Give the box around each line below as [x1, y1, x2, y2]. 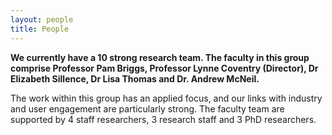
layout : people [10, 14, 74, 25]
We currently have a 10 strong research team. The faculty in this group [10, 51, 310, 63]
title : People [10, 24, 70, 34]
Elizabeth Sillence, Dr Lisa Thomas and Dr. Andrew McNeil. [10, 72, 260, 85]
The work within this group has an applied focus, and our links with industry [10, 92, 323, 104]
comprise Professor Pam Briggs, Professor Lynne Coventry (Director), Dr [10, 62, 319, 74]
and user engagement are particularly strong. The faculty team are [10, 102, 285, 115]
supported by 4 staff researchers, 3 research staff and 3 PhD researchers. [10, 113, 317, 125]
